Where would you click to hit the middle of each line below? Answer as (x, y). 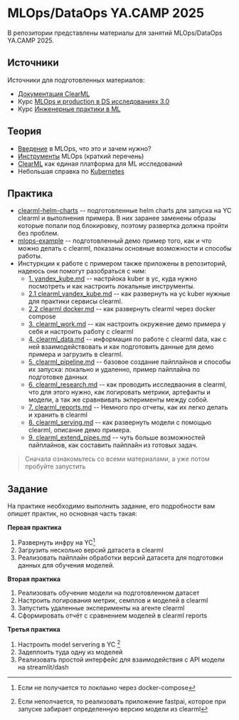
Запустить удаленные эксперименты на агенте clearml (101, 607)
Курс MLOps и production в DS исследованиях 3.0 (94, 101)
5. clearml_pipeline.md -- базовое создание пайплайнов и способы (129, 362)
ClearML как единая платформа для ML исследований (100, 163)
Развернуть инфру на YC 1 (57, 542)
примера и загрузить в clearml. (75, 355)
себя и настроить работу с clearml (81, 332)
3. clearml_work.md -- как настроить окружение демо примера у (127, 324)
